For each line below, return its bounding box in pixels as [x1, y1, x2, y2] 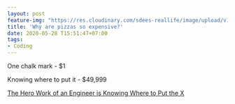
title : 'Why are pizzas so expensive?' [7, 23, 124, 30]
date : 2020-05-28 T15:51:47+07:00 [7, 29, 108, 37]
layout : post [7, 10, 45, 17]
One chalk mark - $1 [7, 62, 66, 70]
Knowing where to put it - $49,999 [7, 75, 107, 84]
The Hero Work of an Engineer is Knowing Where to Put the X [7, 89, 185, 97]
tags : [7, 36, 23, 43]
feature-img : [7, 17, 45, 24]
